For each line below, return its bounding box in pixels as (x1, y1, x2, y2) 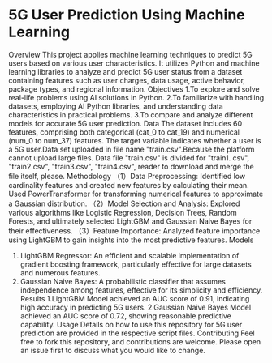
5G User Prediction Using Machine (8, 6, 245, 24)
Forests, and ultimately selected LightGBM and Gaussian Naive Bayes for (8, 216, 253, 226)
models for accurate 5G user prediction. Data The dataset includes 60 (8, 118, 243, 128)
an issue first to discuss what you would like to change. (19, 345, 205, 355)
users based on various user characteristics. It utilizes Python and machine (8, 58, 260, 68)
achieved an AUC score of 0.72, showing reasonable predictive (19, 310, 231, 321)
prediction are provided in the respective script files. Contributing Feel (19, 328, 255, 338)
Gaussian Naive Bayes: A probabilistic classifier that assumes (19, 276, 226, 286)
